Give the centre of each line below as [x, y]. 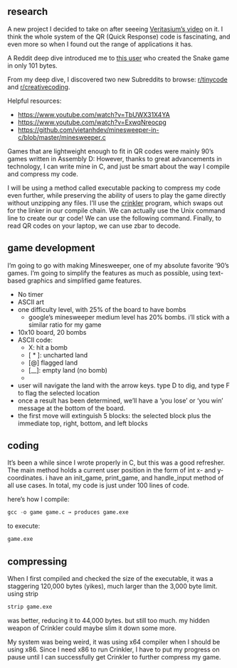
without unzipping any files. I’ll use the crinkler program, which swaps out [115, 203]
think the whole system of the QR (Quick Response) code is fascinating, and [119, 36]
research [28, 12]
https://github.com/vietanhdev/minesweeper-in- [88, 130]
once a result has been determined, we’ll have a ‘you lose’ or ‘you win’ [120, 400]
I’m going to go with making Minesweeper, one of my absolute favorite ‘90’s [118, 265]
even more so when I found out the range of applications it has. [100, 44]
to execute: [24, 526]
